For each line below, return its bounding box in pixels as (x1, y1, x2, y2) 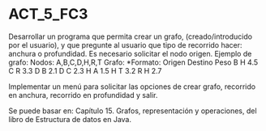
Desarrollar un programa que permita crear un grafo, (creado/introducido (8, 32, 253, 41)
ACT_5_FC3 (8, 5, 88, 23)
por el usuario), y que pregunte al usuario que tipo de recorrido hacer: (8, 40, 242, 49)
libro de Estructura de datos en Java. (8, 114, 132, 124)
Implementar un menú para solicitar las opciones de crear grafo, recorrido (8, 82, 256, 91)
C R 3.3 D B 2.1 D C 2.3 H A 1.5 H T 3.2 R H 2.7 (8, 65, 162, 75)
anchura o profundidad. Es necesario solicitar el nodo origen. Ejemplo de (8, 49, 252, 58)
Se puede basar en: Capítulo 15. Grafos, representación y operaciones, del (8, 106, 257, 116)
